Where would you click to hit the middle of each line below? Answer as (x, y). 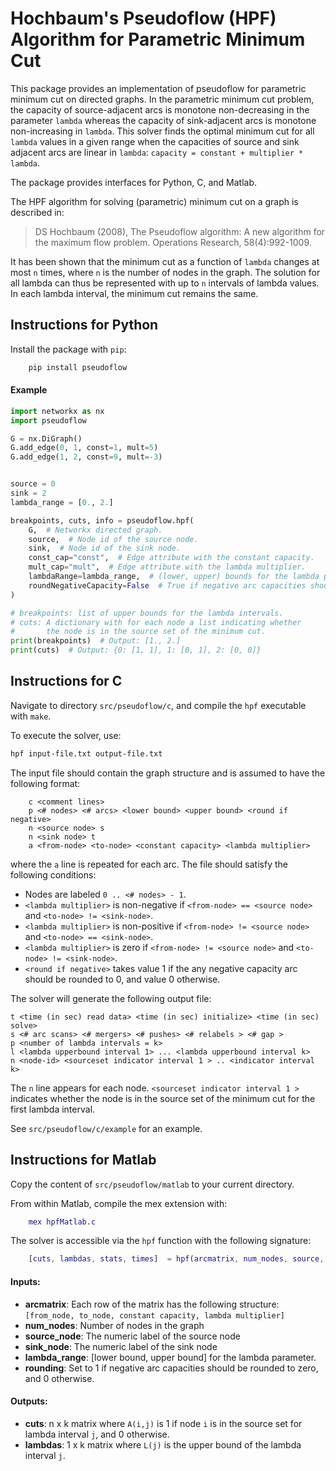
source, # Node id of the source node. (113, 539)
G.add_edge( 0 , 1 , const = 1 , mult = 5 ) (84, 448)
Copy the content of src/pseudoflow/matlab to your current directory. (152, 1184)
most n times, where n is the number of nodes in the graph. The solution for (165, 272)
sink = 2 (28, 493)
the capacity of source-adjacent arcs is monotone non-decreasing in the (160, 109)
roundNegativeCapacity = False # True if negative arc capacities (167, 585)
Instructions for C (66, 681)
